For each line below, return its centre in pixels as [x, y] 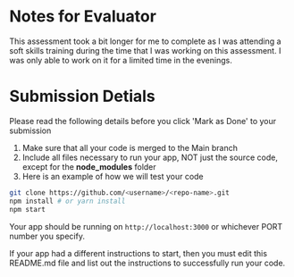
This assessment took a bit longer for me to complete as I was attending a [145, 41]
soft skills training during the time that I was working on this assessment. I [145, 50]
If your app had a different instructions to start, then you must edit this [139, 253]
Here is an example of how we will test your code [113, 176]
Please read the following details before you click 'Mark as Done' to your [143, 121]
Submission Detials [83, 97]
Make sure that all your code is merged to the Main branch [130, 147]
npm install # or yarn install [67, 201]
